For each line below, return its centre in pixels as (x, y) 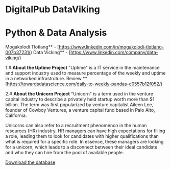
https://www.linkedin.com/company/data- (114, 53)
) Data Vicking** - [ (51, 53)
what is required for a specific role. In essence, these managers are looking (84, 142)
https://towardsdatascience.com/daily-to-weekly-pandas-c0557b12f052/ (84, 84)
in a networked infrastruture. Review (43, 79)
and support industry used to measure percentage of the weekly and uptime (86, 73)
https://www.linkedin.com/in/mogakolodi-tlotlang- (111, 47)
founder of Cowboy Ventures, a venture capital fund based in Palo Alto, (80, 110)
